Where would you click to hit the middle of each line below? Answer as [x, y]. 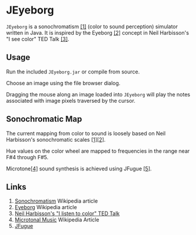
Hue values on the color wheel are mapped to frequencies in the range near [98, 151]
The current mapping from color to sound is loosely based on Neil [86, 133]
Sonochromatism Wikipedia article [56, 201]
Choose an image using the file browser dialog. [63, 83]
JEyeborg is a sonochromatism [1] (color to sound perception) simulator [92, 26]
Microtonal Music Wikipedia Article [57, 220]
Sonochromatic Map [44, 119]
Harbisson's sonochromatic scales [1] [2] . [56, 139]
